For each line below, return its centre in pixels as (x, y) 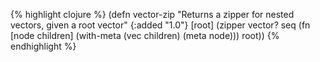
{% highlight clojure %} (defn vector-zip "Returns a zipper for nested (152, 14)
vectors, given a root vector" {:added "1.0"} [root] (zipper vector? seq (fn (160, 25)
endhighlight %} (43, 46)
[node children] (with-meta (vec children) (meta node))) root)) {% (145, 35)
